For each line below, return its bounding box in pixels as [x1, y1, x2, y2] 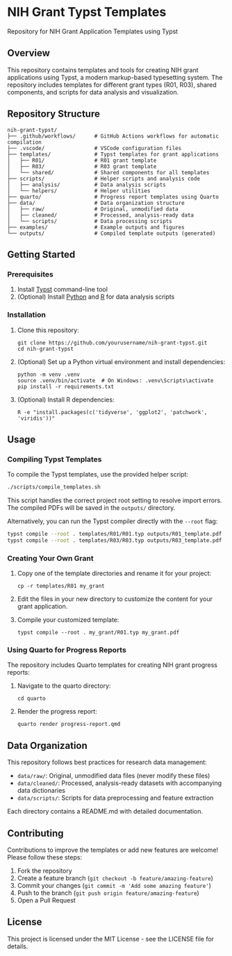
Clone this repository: [17, 326, 79, 334]
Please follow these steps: [7, 853, 82, 862]
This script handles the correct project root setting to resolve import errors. [7, 496, 222, 504]
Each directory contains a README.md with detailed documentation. [7, 807, 204, 816]
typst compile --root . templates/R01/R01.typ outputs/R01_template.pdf [7, 531, 222, 538]
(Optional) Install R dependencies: [17, 395, 115, 404]
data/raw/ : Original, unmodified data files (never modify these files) [17, 772, 210, 780]
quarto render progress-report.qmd [17, 720, 121, 728]
